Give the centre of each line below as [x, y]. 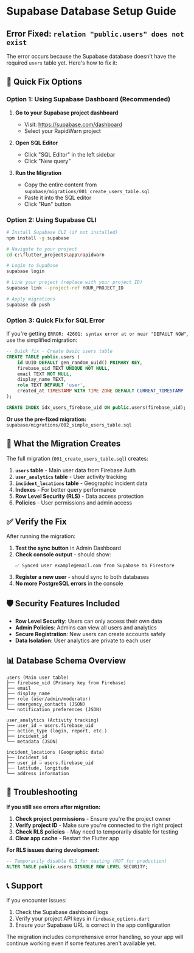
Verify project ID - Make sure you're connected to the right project [99, 825]
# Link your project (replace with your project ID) [74, 282]
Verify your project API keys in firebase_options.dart [82, 919]
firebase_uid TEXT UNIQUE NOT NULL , [64, 368]
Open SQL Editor [36, 143]
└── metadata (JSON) [33, 742]
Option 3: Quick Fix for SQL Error [55, 320]
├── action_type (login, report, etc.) [57, 731]
